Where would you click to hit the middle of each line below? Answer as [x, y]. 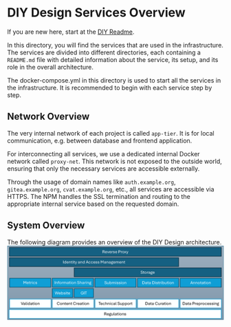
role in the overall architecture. [51, 67]
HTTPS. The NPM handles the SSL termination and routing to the [99, 196]
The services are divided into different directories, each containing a [104, 52]
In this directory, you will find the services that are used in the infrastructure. [115, 45]
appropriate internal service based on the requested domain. [93, 204]
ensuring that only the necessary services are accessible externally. [103, 168]
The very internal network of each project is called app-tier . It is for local [111, 133]
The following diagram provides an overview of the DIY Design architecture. [114, 242]
